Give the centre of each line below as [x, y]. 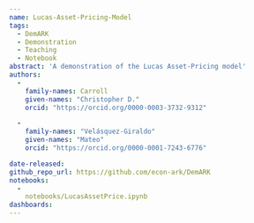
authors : [25, 75]
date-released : [37, 164]
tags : [19, 26]
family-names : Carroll [67, 91]
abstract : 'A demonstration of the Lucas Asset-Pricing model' [128, 67]
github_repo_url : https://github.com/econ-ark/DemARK [110, 172]
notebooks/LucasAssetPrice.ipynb [86, 197]
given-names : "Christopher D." [82, 99]
